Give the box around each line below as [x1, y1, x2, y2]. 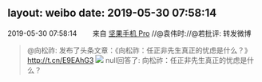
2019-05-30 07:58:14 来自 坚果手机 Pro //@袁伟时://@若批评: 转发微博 [7, 28, 252, 38]
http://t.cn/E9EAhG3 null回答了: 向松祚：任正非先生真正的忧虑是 [26, 55, 248, 64]
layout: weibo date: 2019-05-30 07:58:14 [7, 6, 217, 20]
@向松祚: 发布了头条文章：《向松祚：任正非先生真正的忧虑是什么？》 [26, 45, 252, 55]
